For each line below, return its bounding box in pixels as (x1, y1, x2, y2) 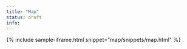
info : (6, 20, 20, 26)
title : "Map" (6, 8, 39, 15)
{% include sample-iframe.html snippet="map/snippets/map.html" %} (6, 36, 181, 44)
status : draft (6, 14, 42, 20)
